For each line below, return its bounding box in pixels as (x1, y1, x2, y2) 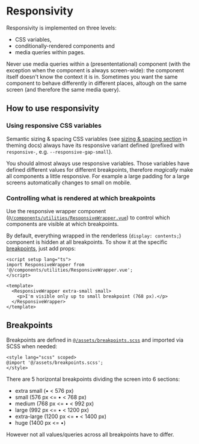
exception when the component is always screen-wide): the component (6, 66, 185, 73)
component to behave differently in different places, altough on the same (6, 80, 187, 87)
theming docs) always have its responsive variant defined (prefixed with (6, 142, 185, 149)
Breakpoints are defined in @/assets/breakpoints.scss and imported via (6, 336, 184, 343)
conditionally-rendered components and (14, 42, 115, 49)
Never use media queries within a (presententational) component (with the (6, 60, 191, 67)
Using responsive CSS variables (6, 122, 102, 130)
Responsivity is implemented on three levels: (6, 24, 117, 31)
